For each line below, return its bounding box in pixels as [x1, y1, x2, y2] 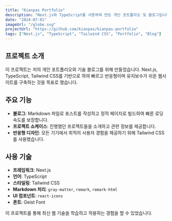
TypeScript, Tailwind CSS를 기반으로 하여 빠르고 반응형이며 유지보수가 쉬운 [5, 72, 157, 79]
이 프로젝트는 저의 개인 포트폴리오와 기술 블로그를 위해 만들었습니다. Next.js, [5, 66, 158, 72]
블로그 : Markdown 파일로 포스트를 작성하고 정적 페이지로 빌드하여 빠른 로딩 [12, 110, 164, 116]
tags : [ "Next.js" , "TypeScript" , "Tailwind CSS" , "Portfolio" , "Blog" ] [5, 31, 161, 36]
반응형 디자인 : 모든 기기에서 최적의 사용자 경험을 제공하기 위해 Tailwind [12, 130, 155, 136]
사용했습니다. [18, 136, 45, 142]
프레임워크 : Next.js [12, 167, 51, 173]
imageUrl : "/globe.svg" [5, 22, 56, 27]
